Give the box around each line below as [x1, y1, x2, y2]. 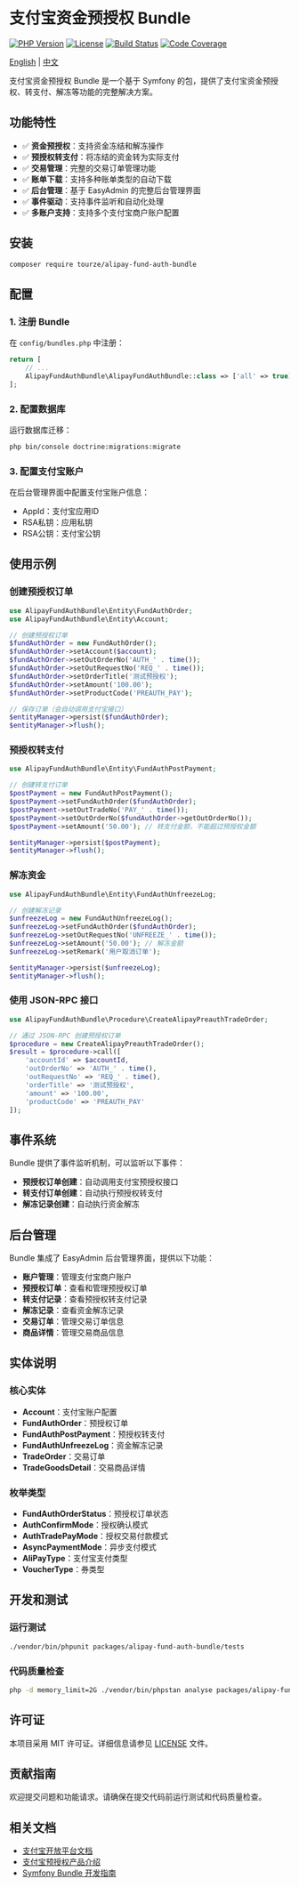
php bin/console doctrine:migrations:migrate [9, 442, 181, 451]
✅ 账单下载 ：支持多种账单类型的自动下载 [21, 173, 172, 184]
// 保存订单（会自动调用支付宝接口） [9, 705, 127, 714]
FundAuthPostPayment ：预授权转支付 [21, 1429, 166, 1439]
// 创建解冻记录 [9, 906, 61, 915]
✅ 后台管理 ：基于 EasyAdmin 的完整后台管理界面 [21, 184, 202, 196]
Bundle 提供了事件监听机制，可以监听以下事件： [9, 1157, 185, 1168]
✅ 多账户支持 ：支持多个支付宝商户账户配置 [21, 206, 180, 218]
